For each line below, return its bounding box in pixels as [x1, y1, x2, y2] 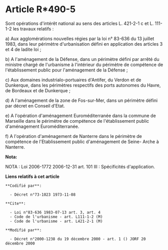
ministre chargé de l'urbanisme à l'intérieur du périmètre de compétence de [5, 61, 163, 67]
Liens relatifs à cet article [5, 173, 60, 180]
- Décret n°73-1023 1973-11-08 [10, 192, 76, 197]
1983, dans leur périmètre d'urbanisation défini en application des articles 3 [5, 41, 163, 47]
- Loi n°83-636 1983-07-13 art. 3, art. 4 [10, 209, 101, 215]
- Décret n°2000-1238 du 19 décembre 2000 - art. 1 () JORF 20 [10, 236, 146, 241]
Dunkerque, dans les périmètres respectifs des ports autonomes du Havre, [5, 82, 161, 88]
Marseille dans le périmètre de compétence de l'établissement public [5, 118, 149, 124]
